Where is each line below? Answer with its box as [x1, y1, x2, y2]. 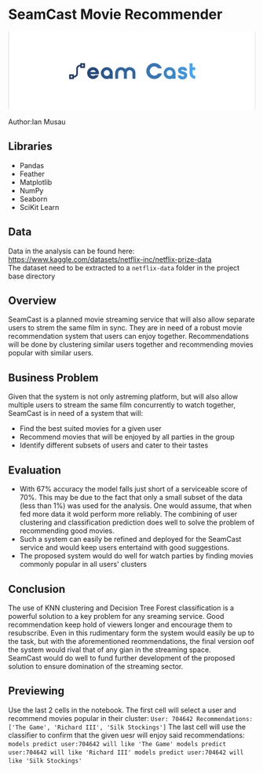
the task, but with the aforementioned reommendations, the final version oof [8, 636, 255, 646]
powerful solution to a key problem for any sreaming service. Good [8, 611, 225, 620]
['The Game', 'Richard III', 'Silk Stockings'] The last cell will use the [8, 722, 246, 731]
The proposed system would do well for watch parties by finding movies [19, 551, 254, 561]
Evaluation [8, 463, 61, 477]
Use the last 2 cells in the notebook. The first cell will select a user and [8, 705, 237, 715]
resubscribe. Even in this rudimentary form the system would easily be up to [8, 628, 255, 638]
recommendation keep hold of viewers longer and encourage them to [8, 620, 233, 629]
